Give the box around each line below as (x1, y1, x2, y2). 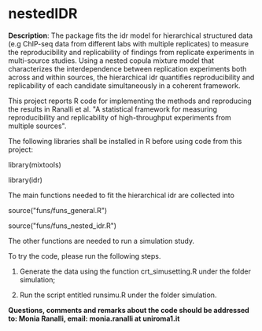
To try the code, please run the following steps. (8, 251, 161, 260)
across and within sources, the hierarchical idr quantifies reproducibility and (8, 72, 255, 82)
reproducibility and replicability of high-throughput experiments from (8, 112, 232, 122)
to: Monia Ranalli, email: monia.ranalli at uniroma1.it (8, 314, 180, 323)
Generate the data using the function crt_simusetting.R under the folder (19, 267, 252, 276)
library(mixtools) (8, 160, 61, 169)
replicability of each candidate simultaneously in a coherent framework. (8, 80, 241, 90)
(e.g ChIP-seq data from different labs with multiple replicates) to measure (8, 39, 249, 48)
